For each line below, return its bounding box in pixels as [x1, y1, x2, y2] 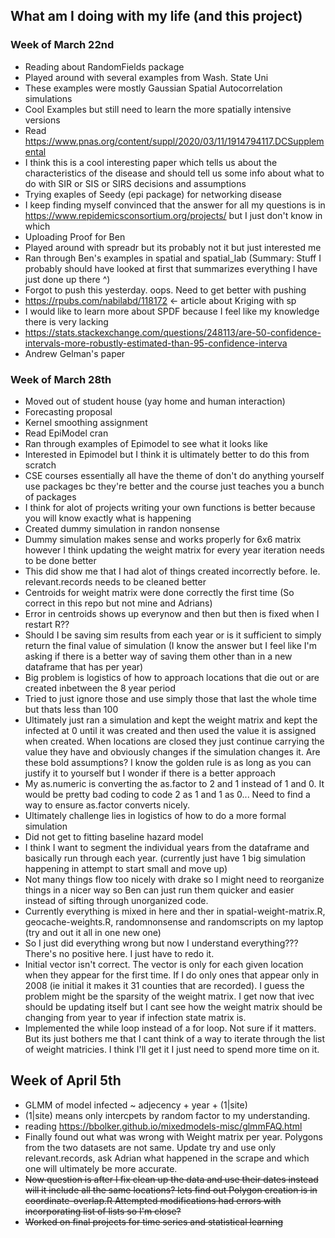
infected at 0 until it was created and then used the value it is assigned [24, 724, 317, 736]
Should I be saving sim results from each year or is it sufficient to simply [24, 629, 322, 641]
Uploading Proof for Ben [24, 230, 126, 243]
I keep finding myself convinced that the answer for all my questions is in [24, 199, 326, 211]
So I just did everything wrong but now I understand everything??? [24, 937, 299, 949]
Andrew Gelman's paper [24, 347, 126, 359]
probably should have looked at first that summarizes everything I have [24, 262, 318, 274]
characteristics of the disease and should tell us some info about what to [24, 167, 325, 179]
